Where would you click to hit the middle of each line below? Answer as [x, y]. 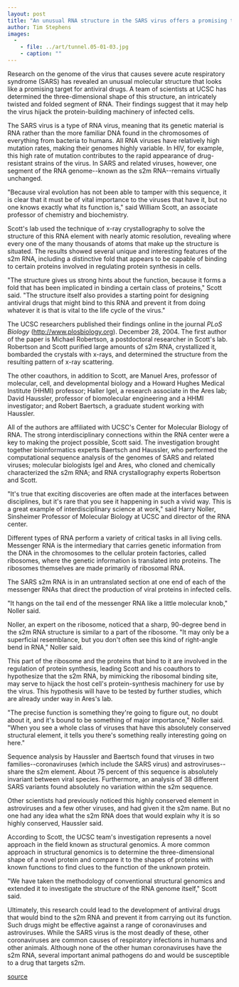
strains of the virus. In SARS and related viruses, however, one [126, 163]
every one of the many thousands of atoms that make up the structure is [113, 243]
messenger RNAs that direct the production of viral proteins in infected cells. [119, 589]
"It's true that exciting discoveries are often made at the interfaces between [118, 493]
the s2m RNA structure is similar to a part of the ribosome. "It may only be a [118, 632]
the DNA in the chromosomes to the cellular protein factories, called [107, 553]
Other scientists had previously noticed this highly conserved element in [113, 800]
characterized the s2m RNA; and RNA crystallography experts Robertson [114, 472]
